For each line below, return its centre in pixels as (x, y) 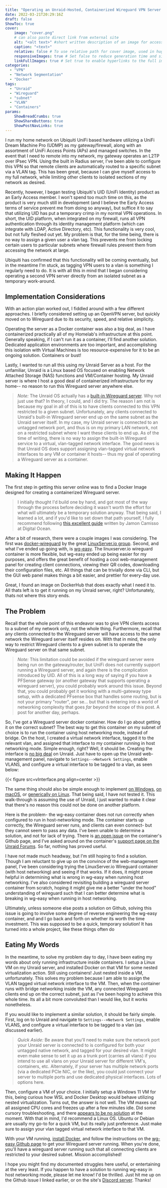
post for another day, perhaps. (48, 712)
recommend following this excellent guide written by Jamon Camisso (88, 523)
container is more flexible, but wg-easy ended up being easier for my (76, 554)
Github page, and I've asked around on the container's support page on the (83, 841)
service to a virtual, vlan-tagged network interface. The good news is (88, 444)
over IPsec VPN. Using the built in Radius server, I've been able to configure (83, 161)
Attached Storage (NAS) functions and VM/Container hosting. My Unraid (80, 376)
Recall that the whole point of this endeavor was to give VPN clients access (82, 623)
